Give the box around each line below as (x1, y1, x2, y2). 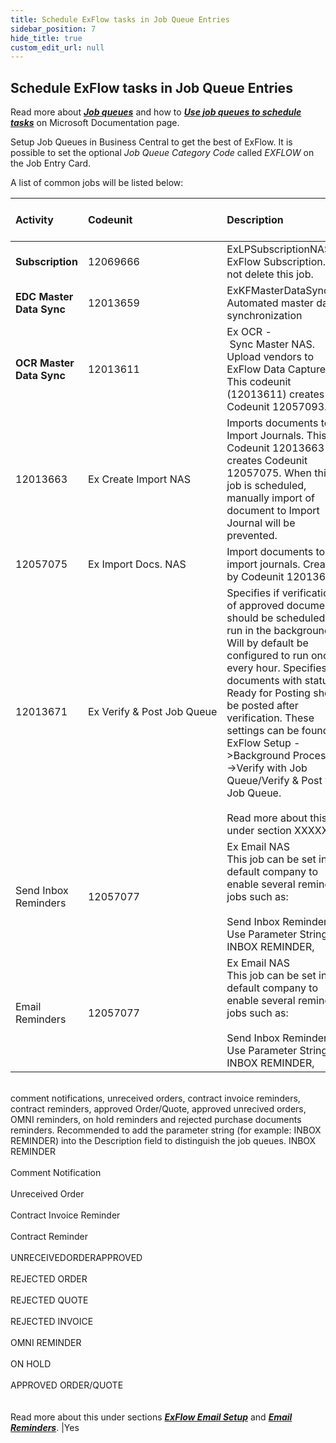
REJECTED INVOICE (10, 1316, 94, 1328)
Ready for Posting (226, 686, 311, 700)
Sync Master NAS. (229, 337, 315, 351)
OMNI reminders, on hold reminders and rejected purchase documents (10, 1114, 302, 1126)
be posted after (226, 699, 299, 713)
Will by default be (226, 636, 309, 650)
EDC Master (15, 290, 74, 304)
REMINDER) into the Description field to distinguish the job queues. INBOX (10, 1135, 317, 1147)
